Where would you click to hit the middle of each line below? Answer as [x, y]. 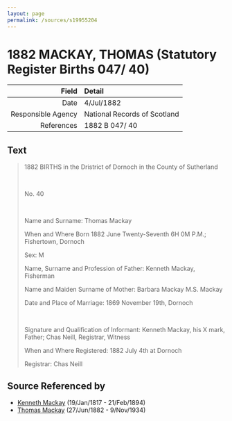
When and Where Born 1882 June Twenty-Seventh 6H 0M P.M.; [115, 234]
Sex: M [34, 255]
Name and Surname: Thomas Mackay [78, 221]
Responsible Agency [44, 114]
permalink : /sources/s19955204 [52, 20]
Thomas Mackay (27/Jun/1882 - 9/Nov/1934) [81, 410]
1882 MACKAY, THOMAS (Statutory [112, 55]
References [59, 126]
